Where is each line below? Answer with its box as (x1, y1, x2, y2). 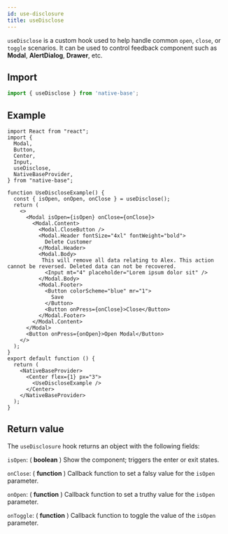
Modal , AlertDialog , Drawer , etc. (7, 51, 103, 60)
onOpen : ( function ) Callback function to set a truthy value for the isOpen (7, 490, 215, 498)
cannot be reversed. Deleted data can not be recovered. (7, 263, 177, 270)
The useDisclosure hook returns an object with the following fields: (7, 441, 200, 450)
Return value (7, 423, 64, 435)
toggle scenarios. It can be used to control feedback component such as (7, 44, 218, 52)
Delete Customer (44, 239, 92, 246)
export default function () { (7, 355, 96, 362)
